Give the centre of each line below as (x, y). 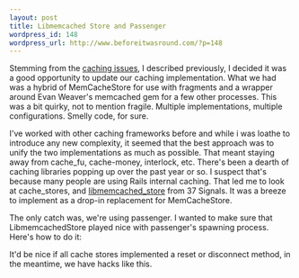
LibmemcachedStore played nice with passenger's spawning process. (139, 228)
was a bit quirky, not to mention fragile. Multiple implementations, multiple (146, 107)
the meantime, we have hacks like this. (81, 264)
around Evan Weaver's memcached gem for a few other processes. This (143, 97)
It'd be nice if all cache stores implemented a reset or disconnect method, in (150, 255)
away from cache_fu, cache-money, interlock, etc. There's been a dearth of (149, 162)
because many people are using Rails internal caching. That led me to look (147, 182)
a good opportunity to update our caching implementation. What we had (143, 78)
